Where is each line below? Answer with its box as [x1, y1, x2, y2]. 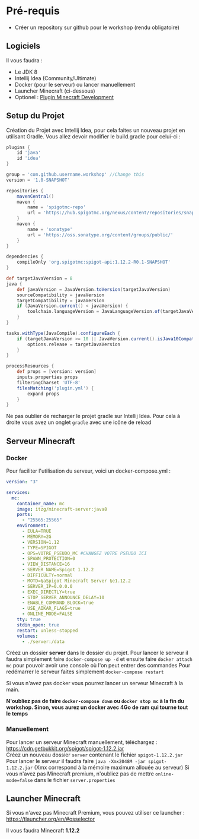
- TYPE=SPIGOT [21, 544, 57, 550]
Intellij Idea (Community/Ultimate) [14, 74, 97, 81]
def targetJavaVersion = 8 [6, 276, 73, 281]
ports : [17, 512, 33, 518]
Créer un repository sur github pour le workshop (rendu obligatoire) [14, 24, 179, 31]
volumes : [17, 633, 38, 639]
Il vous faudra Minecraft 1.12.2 [6, 827, 80, 834]
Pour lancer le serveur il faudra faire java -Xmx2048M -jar [6, 757, 146, 764]
